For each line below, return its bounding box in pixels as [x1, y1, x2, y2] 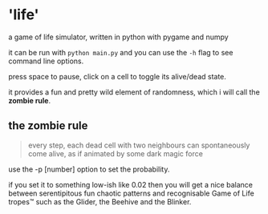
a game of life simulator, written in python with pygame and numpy [8, 32, 229, 42]
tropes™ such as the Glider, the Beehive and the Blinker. [8, 196, 192, 206]
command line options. [8, 56, 84, 66]
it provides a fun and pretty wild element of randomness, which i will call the [8, 87, 261, 97]
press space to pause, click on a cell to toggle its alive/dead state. [8, 71, 227, 81]
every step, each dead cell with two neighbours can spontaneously [27, 140, 250, 150]
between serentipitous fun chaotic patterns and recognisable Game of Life [8, 188, 254, 198]
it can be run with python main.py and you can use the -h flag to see [8, 47, 233, 57]
